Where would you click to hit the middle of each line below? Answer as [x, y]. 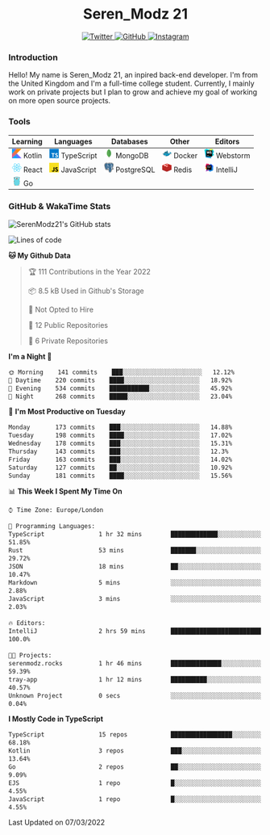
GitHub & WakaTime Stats [60, 207]
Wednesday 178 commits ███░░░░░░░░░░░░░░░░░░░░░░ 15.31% [120, 443]
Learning [27, 141]
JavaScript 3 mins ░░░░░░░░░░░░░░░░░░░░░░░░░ [135, 598]
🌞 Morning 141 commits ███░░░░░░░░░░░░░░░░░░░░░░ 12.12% [122, 372]
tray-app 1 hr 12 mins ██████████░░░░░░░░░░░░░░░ [135, 679]
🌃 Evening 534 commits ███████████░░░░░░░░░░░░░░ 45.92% [120, 388]
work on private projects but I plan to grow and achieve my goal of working [133, 92]
